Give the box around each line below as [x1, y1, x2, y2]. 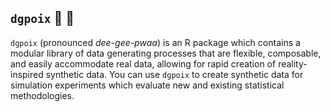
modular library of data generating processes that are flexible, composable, [10, 47, 322, 59]
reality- [278, 57, 308, 70]
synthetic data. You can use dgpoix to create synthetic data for [45, 68, 304, 80]
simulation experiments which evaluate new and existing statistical [10, 79, 285, 91]
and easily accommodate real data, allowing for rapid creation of [10, 57, 277, 70]
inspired [10, 68, 44, 80]
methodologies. [10, 89, 75, 101]
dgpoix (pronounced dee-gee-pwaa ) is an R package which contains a [10, 36, 301, 48]
